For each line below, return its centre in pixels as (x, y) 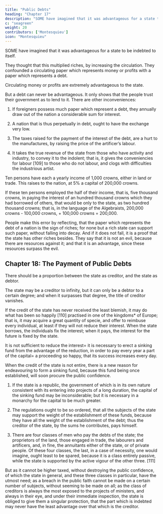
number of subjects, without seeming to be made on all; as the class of (76, 486)
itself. (10, 56)
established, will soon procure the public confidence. (58, 375)
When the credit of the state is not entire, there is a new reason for (72, 365)
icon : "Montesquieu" (26, 37)
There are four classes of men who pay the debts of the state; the (78, 435)
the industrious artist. (33, 168)
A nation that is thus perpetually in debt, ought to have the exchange (81, 124)
